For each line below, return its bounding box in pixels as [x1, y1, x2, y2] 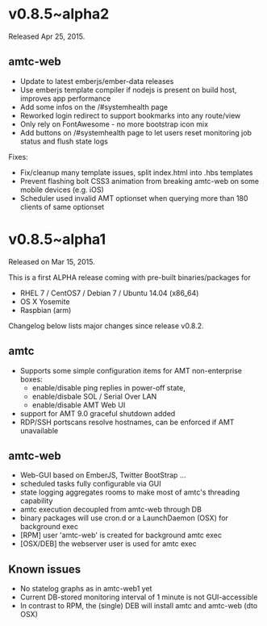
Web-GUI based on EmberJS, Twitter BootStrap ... [19, 470, 186, 480]
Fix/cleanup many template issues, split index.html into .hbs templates [19, 167, 253, 177]
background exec [19, 522, 79, 532]
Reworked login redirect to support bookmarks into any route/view [19, 111, 241, 120]
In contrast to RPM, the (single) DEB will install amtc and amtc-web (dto [19, 601, 258, 611]
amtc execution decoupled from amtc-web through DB [19, 505, 202, 515]
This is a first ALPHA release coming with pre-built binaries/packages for [8, 272, 252, 282]
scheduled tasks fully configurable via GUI [19, 479, 161, 489]
